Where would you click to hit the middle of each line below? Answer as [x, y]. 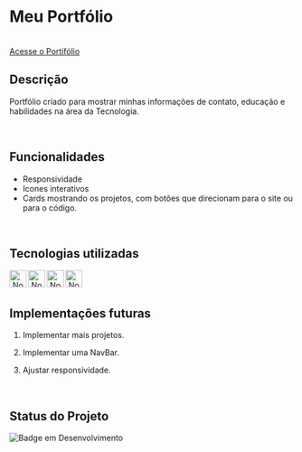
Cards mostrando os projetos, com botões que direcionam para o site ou [158, 198]
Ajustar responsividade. [66, 370]
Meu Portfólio [61, 17]
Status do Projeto [59, 416]
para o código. [50, 207]
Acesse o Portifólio [45, 51]
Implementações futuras [80, 313]
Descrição [39, 80]
